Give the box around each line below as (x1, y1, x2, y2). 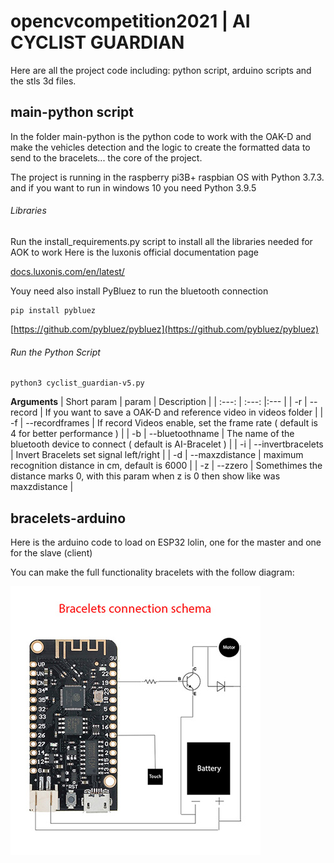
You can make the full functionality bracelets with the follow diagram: (10, 566, 295, 578)
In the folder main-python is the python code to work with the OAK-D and (10, 130, 312, 142)
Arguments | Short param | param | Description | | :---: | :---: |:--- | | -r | (10, 396, 308, 408)
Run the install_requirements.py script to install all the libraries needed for (10, 235, 313, 247)
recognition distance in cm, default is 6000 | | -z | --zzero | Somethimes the (10, 460, 323, 472)
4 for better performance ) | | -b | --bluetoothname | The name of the (10, 428, 295, 440)
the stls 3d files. (10, 75, 77, 87)
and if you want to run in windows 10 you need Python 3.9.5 (10, 181, 257, 194)
